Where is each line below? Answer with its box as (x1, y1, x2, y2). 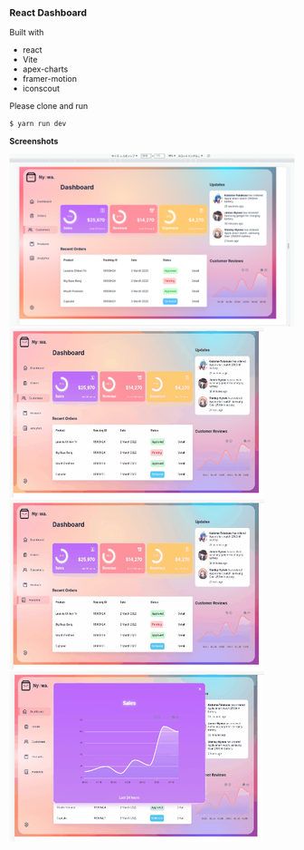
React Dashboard (9, 6, 88, 19)
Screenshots (9, 136, 59, 147)
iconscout (22, 83, 61, 94)
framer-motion (22, 73, 77, 84)
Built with (9, 27, 44, 38)
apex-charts (22, 64, 69, 74)
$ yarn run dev (9, 120, 67, 129)
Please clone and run (9, 101, 89, 112)
